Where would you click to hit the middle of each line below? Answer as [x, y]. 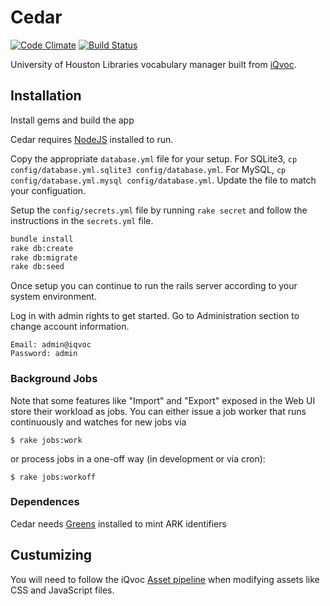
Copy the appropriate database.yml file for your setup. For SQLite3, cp [154, 158]
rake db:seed [37, 267]
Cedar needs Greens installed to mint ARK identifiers [118, 523]
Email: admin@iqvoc [51, 345]
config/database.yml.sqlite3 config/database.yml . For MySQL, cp [148, 169]
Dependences [45, 502]
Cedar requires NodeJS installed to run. [92, 139]
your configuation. [48, 190]
